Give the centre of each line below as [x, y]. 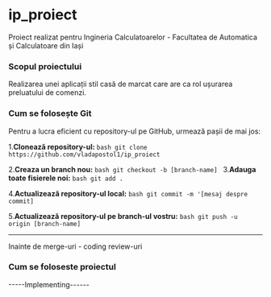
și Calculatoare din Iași [46, 45]
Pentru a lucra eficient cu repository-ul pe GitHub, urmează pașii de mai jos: [134, 131]
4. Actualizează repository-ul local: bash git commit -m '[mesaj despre [128, 193]
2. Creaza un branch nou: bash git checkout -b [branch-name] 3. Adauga [132, 169]
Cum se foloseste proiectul [63, 267]
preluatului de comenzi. [48, 93]
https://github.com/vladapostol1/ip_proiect [84, 155]
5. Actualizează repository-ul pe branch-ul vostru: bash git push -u [123, 216]
